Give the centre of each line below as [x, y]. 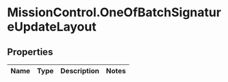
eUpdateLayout [52, 27]
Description [80, 71]
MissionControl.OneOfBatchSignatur [114, 13]
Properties [30, 52]
